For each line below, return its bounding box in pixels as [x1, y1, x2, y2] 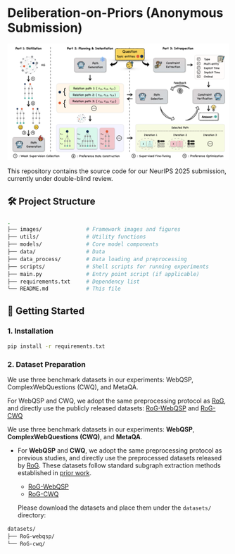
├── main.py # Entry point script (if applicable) [7, 270, 200, 277]
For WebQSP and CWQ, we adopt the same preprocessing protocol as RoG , [7, 396, 227, 405]
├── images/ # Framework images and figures [7, 226, 181, 233]
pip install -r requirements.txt [7, 343, 106, 350]
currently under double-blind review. [7, 174, 114, 182]
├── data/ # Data [7, 248, 106, 256]
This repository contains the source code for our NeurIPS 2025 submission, [7, 167, 227, 175]
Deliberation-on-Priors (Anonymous [7, 5, 224, 21]
